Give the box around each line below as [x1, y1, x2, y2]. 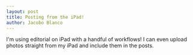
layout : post [6, 8, 39, 15]
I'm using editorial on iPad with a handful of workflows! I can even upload [6, 36, 188, 43]
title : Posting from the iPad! [6, 14, 85, 20]
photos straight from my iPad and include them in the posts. [6, 42, 154, 49]
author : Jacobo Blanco [6, 20, 63, 25]
